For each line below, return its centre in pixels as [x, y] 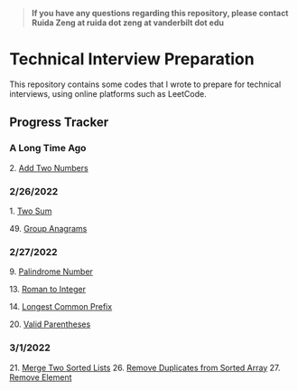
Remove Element [41, 377]
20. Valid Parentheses [50, 324]
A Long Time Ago [48, 148]
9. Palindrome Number [51, 272]
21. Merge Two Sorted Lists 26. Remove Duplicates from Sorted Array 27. [145, 367]
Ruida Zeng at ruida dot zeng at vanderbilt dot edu [127, 23]
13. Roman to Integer [47, 290]
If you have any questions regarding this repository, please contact [160, 13]
